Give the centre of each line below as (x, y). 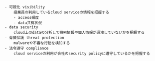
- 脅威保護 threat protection (34, 38)
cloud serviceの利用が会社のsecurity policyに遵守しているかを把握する (82, 54)
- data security (22, 27)
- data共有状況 (28, 23)
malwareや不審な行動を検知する (42, 43)
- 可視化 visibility (25, 7)
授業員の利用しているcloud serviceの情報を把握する (62, 12)
